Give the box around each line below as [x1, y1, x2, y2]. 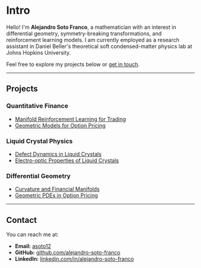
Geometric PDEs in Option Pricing [14, 192, 98, 199]
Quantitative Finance [6, 102, 69, 110]
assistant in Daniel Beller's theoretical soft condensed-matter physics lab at [6, 43, 193, 50]
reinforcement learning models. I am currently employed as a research [6, 36, 179, 43]
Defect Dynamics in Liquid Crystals [14, 150, 102, 157]
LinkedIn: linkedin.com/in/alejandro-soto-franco [14, 255, 135, 263]
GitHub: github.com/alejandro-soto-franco [14, 249, 121, 256]
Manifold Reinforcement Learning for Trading [14, 115, 126, 123]
